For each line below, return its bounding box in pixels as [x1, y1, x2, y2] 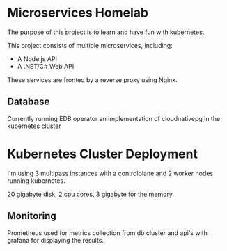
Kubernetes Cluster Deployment [7, 146, 198, 161]
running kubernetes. [7, 176, 65, 185]
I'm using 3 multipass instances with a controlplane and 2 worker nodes [7, 169, 214, 177]
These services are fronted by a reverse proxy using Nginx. [7, 75, 178, 84]
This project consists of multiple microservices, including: [7, 41, 173, 49]
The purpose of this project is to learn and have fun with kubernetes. [7, 28, 205, 36]
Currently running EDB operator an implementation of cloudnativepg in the [7, 114, 221, 122]
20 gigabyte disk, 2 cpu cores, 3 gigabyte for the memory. [7, 190, 174, 198]
